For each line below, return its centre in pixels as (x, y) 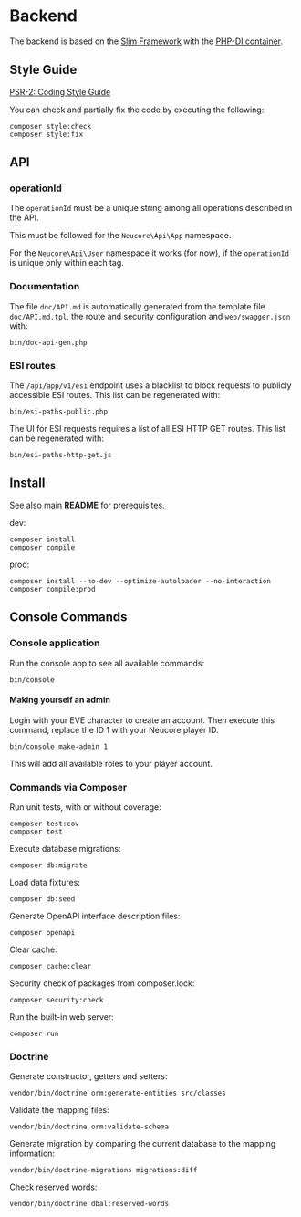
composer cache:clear (51, 967)
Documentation (45, 287)
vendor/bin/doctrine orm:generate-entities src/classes (118, 1093)
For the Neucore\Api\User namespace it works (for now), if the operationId (150, 253)
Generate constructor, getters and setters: (88, 1076)
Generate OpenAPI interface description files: (95, 916)
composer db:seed (42, 899)
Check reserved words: (53, 1187)
